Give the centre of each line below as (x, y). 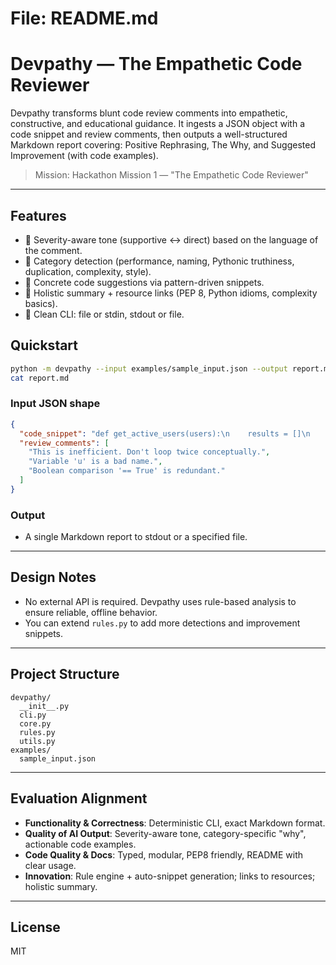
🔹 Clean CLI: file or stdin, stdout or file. (104, 314)
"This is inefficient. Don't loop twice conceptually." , (149, 452)
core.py (35, 723)
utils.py (37, 741)
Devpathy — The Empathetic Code (156, 64)
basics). (41, 303)
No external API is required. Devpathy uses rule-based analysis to (160, 601)
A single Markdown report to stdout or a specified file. (136, 537)
